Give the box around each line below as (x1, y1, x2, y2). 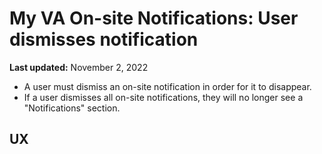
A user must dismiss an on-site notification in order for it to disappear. (23, 80, 312, 92)
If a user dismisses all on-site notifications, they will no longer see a (23, 91, 304, 103)
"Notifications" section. (23, 102, 121, 114)
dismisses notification (9, 28, 199, 51)
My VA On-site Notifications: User (9, 7, 299, 30)
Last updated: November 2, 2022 (9, 61, 149, 73)
